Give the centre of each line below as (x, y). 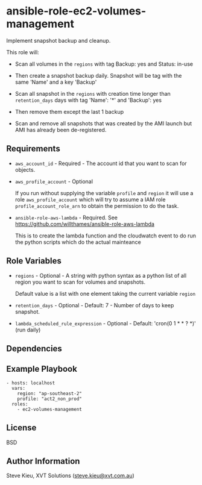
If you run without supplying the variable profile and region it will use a (104, 193)
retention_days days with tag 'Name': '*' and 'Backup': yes (88, 100)
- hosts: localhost (31, 383)
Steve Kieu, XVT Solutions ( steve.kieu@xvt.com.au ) (70, 476)
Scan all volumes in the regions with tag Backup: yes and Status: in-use (104, 64)
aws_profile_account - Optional (54, 181)
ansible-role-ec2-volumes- (76, 11)
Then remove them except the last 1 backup (69, 111)
